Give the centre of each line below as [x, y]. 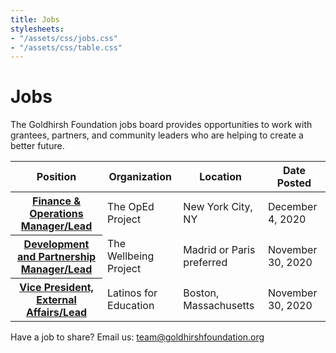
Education [131, 305]
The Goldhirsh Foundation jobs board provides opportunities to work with [161, 125]
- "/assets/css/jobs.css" [64, 38]
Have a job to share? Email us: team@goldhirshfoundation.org [137, 337]
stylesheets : [37, 29]
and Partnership [56, 257]
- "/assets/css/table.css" [66, 47]
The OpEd [131, 207]
